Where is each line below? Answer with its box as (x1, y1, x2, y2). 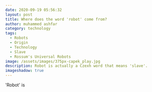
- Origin (10, 40, 28, 45)
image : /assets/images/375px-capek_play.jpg (5, 59, 100, 64)
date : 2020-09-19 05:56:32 (5, 7, 62, 13)
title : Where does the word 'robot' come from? (5, 17, 108, 22)
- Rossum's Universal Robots (10, 54, 71, 59)
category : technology (5, 26, 51, 31)
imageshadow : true (5, 68, 44, 73)
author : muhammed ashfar (5, 21, 58, 27)
